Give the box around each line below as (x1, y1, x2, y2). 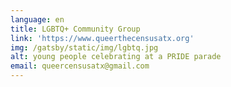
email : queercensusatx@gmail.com (10, 61, 150, 71)
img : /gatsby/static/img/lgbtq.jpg (10, 42, 159, 53)
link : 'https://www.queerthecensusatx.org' (10, 33, 195, 43)
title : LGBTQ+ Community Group (10, 24, 141, 34)
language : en (10, 14, 65, 25)
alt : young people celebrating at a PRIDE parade (10, 52, 222, 62)
